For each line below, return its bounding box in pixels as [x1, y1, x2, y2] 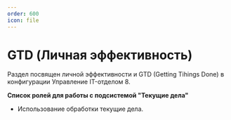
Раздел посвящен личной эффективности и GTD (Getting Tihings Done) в [7, 70, 225, 79]
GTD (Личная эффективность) [7, 47, 193, 63]
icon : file [7, 17, 39, 24]
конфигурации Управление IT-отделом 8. [7, 78, 131, 86]
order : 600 [7, 10, 39, 18]
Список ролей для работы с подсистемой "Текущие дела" [7, 91, 189, 100]
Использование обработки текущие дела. [17, 105, 144, 113]
